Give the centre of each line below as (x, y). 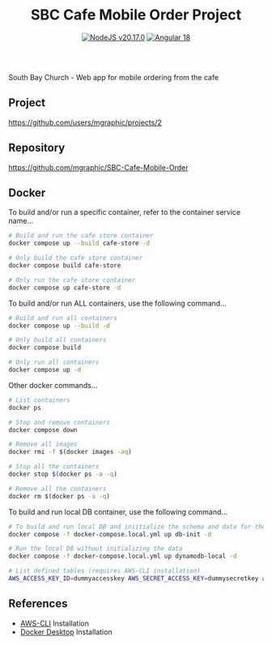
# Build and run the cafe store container (81, 236)
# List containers (39, 400)
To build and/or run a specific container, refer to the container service (125, 212)
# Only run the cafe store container (72, 280)
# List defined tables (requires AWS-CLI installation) (104, 571)
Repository (37, 148)
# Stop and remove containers (59, 422)
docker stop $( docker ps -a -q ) (63, 474)
